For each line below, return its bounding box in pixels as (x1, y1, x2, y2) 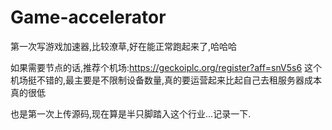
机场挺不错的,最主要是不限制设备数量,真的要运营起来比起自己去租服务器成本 (10, 74, 323, 86)
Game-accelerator (10, 6, 167, 29)
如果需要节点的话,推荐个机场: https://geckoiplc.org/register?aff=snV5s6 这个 (10, 61, 323, 73)
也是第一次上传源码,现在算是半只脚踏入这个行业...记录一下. (10, 107, 252, 120)
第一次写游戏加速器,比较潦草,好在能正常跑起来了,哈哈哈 (10, 40, 238, 52)
